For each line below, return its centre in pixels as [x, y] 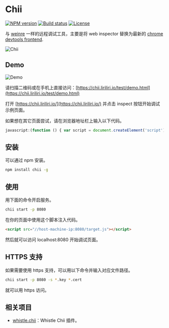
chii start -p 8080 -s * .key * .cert [44, 280]
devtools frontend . [24, 39]
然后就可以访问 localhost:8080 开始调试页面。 [53, 239]
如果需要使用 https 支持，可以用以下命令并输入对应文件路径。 [69, 270]
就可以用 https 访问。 [27, 290]
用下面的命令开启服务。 [29, 200]
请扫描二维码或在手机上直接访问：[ [41, 87]
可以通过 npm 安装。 [26, 160]
